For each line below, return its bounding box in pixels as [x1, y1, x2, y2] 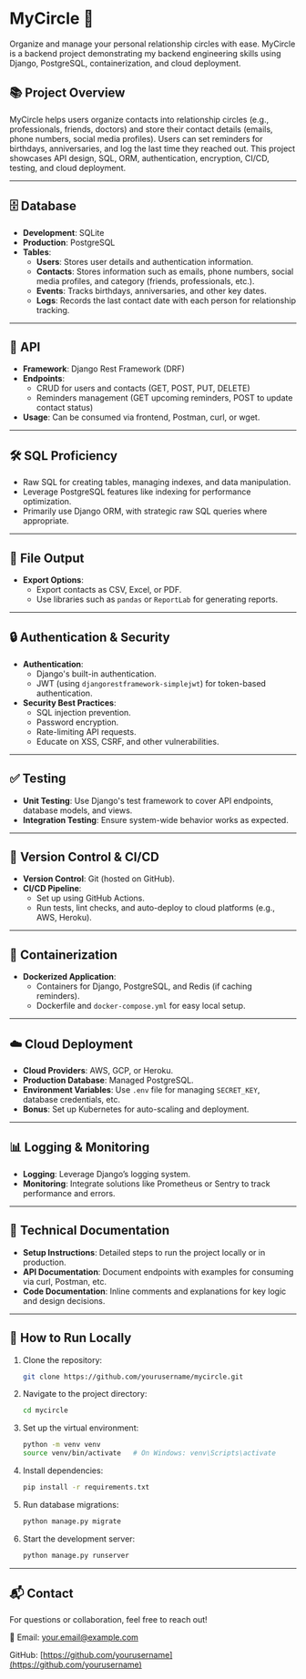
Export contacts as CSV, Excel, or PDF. [36, 585, 182, 595]
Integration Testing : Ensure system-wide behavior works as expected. [22, 814, 289, 825]
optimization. [22, 496, 72, 507]
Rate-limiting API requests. [36, 726, 137, 737]
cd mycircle [22, 1406, 68, 1415]
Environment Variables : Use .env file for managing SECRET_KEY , [22, 1084, 260, 1095]
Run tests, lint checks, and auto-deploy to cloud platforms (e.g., [36, 902, 276, 913]
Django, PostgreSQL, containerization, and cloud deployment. [9, 57, 241, 68]
